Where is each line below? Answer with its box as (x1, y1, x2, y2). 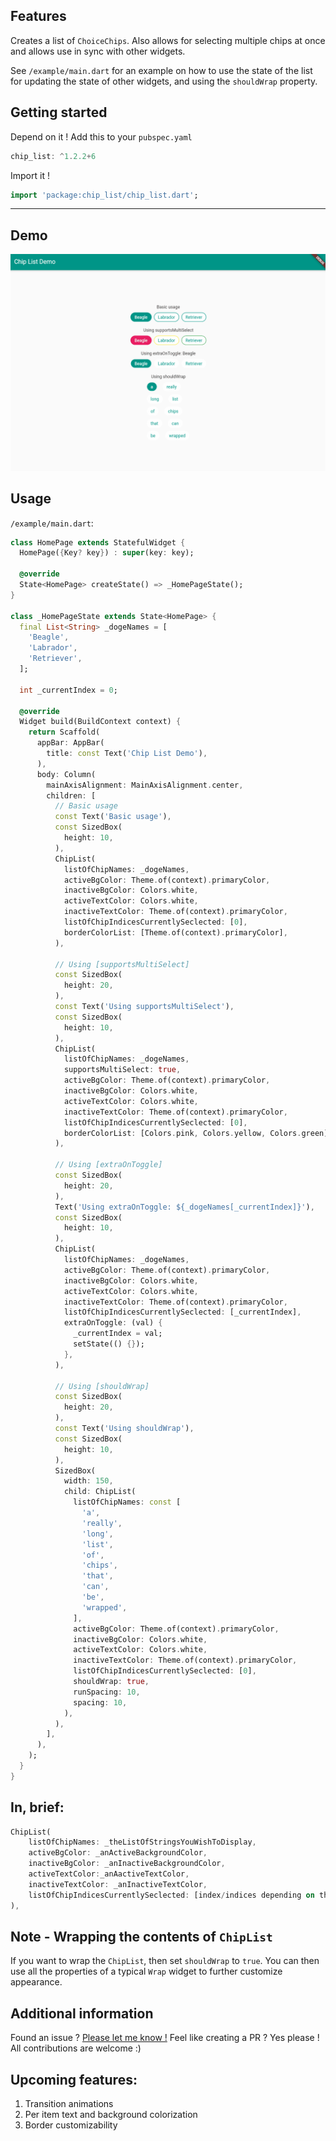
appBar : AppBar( (36, 738, 105, 748)
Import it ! (10, 169, 50, 181)
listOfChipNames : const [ (73, 1497, 182, 1508)
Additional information (10, 2005, 154, 2022)
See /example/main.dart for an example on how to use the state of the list (10, 64, 313, 76)
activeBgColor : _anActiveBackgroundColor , (28, 1848, 208, 1858)
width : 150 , (63, 1476, 114, 1486)
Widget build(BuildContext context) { (19, 717, 182, 727)
